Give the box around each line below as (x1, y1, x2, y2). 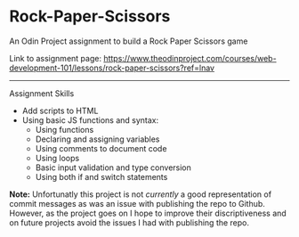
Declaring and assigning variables (35, 134, 160, 144)
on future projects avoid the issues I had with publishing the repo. (9, 217, 250, 228)
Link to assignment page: (9, 53, 102, 63)
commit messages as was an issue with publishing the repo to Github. (9, 198, 265, 208)
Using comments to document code (35, 143, 167, 153)
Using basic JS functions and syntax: (21, 114, 159, 126)
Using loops (35, 152, 80, 163)
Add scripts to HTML (21, 105, 99, 116)
